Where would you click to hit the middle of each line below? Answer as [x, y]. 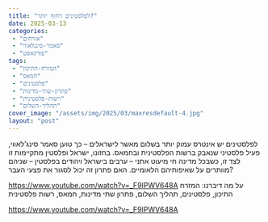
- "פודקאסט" [30, 53]
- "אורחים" [28, 38]
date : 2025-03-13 [38, 23]
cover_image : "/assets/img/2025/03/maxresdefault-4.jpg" [106, 114]
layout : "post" [34, 121]
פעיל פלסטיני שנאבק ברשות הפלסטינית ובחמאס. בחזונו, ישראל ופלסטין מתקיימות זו [134, 152]
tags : [17, 61]
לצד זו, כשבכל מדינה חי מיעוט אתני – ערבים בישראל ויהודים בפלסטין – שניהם [124, 161]
